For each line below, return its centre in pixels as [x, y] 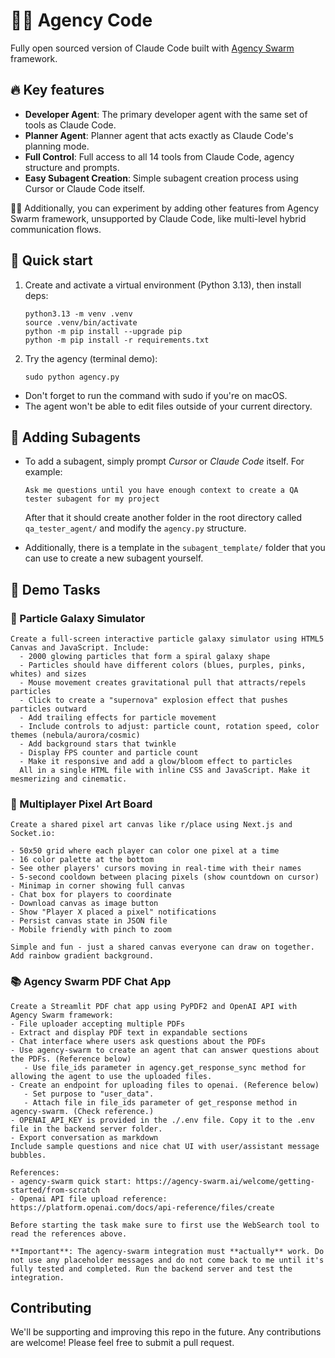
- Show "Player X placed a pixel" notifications [113, 912]
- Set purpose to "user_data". [89, 1094]
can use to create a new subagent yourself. [114, 558]
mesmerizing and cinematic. [69, 779]
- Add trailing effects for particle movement [118, 718]
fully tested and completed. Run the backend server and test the [151, 1269]
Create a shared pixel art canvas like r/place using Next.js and [151, 825]
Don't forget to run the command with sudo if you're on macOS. [156, 395]
